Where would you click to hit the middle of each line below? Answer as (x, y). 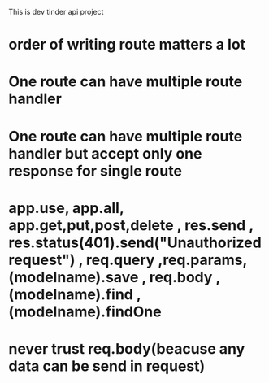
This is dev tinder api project (56, 12)
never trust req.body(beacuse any (127, 348)
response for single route (95, 171)
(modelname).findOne (85, 311)
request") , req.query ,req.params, (128, 260)
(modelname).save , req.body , (115, 277)
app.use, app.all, (66, 208)
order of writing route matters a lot (127, 45)
